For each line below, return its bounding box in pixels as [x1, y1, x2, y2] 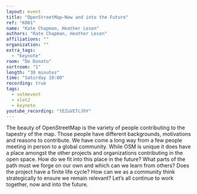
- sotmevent [11, 91, 42, 97]
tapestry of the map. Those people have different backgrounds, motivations [6, 131, 191, 138]
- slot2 [11, 97, 31, 103]
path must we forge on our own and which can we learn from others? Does [6, 162, 190, 169]
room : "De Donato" [6, 58, 52, 64]
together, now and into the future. [6, 181, 88, 188]
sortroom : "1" [6, 63, 42, 70]
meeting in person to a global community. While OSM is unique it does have [6, 143, 191, 150]
